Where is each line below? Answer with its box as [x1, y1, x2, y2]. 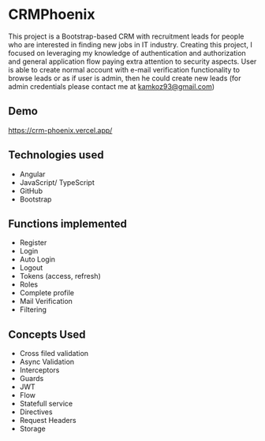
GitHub [19, 186, 43, 195]
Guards [19, 374, 44, 384]
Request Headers [19, 416, 77, 425]
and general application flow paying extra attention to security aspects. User [8, 57, 257, 66]
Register [19, 238, 47, 247]
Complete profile [19, 288, 75, 298]
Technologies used [8, 148, 104, 162]
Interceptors [19, 365, 60, 375]
